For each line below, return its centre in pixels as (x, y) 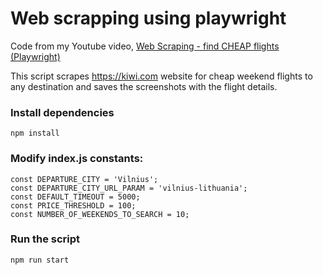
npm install (35, 133)
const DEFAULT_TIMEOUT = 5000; (75, 197)
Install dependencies (62, 112)
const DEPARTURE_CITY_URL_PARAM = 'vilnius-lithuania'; (129, 188)
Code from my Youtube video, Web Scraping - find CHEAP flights (145, 46)
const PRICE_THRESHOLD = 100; (73, 205)
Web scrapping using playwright (148, 18)
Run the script (45, 239)
